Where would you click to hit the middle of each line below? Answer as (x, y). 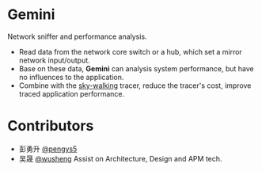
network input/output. (54, 60)
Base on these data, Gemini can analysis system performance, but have (136, 68)
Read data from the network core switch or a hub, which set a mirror (130, 51)
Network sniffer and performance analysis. (77, 36)
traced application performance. (72, 93)
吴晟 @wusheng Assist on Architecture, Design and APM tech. (120, 158)
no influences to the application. (71, 77)
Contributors (51, 126)
